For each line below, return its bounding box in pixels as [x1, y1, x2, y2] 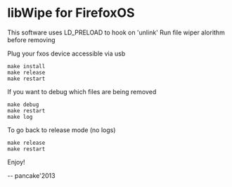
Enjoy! [7, 157, 26, 166]
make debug [7, 101, 39, 108]
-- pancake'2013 [7, 171, 56, 180]
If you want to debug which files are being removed [7, 87, 157, 96]
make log [7, 113, 33, 120]
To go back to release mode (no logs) [7, 125, 116, 134]
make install [7, 63, 46, 70]
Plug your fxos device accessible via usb [7, 49, 126, 58]
